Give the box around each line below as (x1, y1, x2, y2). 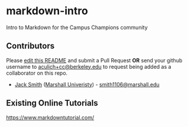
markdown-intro (6, 4, 89, 18)
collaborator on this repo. (6, 69, 68, 77)
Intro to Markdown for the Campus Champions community (6, 24, 148, 31)
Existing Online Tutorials (6, 98, 99, 108)
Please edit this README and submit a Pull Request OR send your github (6, 56, 183, 63)
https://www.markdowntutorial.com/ (6, 114, 95, 121)
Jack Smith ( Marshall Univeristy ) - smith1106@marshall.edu (14, 81, 160, 88)
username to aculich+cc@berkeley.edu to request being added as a (6, 63, 171, 70)
